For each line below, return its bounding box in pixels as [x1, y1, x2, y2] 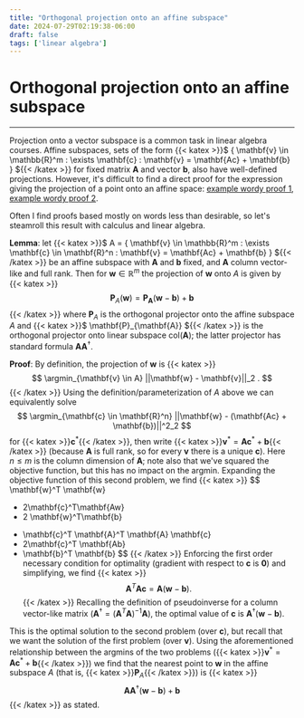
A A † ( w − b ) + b [123, 684, 181, 695]
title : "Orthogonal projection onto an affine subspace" [9, 13, 229, 23]
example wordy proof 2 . [9, 193, 99, 204]
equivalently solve [9, 397, 77, 407]
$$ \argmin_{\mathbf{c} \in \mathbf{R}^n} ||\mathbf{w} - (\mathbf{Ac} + [16, 411, 288, 422]
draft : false [9, 30, 59, 39]
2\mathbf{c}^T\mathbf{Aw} [22, 502, 125, 512]
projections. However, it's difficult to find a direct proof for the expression [9, 174, 283, 185]
